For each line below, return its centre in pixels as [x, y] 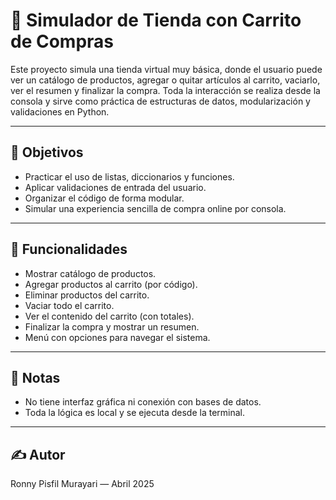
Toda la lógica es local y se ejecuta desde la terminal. [135, 413]
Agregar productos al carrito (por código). [111, 284]
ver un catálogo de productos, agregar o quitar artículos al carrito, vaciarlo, [165, 80]
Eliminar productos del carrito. [87, 295]
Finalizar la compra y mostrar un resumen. [112, 326]
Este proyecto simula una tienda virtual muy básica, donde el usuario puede [166, 69]
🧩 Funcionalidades [69, 249]
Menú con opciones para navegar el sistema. [117, 337]
